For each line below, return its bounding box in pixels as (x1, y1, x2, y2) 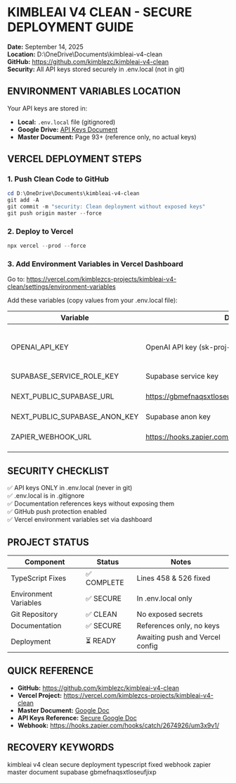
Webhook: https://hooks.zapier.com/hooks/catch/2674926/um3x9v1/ (17, 721, 220, 729)
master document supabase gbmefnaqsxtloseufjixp (7, 768, 157, 776)
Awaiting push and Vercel (136, 632, 221, 642)
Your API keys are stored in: (7, 104, 88, 113)
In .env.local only (136, 594, 192, 603)
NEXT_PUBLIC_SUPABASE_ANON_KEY (11, 412, 139, 422)
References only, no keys (136, 621, 220, 631)
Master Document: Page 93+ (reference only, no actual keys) (17, 132, 197, 141)
